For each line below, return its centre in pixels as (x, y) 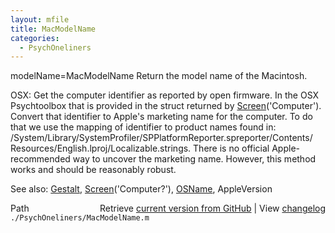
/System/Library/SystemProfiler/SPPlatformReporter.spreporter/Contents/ (161, 138)
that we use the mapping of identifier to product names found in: (143, 127)
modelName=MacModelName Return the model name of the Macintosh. (159, 76)
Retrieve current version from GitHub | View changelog (212, 208)
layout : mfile (40, 19)
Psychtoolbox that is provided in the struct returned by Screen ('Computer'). (166, 106)
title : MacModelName (53, 29)
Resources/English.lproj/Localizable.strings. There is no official (140, 148)
